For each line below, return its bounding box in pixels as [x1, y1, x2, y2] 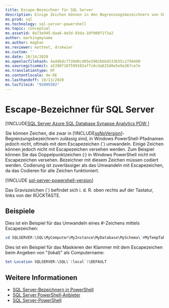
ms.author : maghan [5, 40, 44, 45]
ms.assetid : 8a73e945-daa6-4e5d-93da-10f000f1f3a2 [5, 31, 114, 36]
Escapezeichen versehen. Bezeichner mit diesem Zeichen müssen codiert [5, 157, 158, 163]
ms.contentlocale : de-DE [5, 73, 57, 78]
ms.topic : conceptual [5, 26, 51, 31]
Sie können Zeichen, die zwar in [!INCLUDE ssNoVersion [5, 130, 121, 136]
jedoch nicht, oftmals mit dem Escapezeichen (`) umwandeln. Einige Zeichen [5, 141, 164, 147]
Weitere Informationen [5, 273, 78, 282]
